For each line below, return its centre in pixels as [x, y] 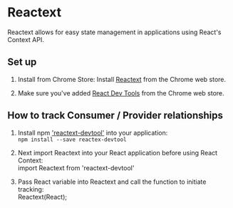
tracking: [31, 189]
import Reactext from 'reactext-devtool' [76, 167]
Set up [22, 62]
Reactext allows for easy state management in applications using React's [114, 32]
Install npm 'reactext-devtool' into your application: [93, 132]
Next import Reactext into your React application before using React [118, 152]
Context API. [26, 39]
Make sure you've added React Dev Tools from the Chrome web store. [121, 93]
